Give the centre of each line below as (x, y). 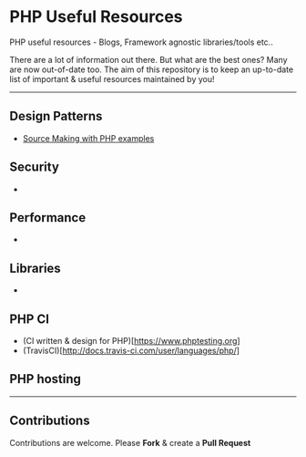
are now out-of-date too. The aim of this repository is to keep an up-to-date (152, 69)
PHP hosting (46, 379)
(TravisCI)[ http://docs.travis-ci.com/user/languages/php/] (131, 350)
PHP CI (30, 319)
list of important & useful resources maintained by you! (112, 78)
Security (34, 167)
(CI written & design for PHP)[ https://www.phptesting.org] (131, 341)
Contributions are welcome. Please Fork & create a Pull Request (130, 442)
